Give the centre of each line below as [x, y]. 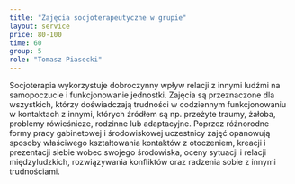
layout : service [40, 26]
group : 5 [26, 51]
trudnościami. [35, 171]
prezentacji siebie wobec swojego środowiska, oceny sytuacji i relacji [138, 152]
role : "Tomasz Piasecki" [56, 60]
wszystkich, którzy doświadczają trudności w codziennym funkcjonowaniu [147, 104]
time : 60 [26, 43]
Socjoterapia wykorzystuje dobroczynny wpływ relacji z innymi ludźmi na [145, 85]
